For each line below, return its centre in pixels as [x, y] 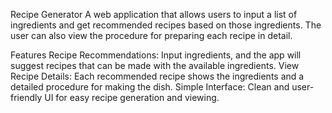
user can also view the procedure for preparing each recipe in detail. [151, 35]
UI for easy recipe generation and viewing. [132, 97]
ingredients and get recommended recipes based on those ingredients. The [166, 25]
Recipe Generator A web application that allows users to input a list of [154, 14]
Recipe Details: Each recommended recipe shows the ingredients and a [157, 76]
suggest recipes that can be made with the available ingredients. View [155, 65]
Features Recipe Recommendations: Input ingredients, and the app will [156, 55]
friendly [26, 97]
